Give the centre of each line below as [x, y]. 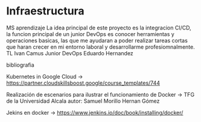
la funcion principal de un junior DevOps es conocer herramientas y [91, 34]
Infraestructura [45, 11]
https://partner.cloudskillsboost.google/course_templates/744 [83, 83]
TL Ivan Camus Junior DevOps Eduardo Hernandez [70, 53]
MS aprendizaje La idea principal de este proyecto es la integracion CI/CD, [99, 28]
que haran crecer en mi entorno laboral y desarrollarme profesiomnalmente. [101, 47]
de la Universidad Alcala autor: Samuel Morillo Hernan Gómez [83, 101]
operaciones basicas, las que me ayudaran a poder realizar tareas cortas [97, 40]
